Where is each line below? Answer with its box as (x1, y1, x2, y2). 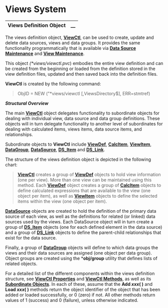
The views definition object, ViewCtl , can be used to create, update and (5, 34, 154, 40)
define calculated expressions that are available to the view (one (17, 188, 151, 194)
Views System (5, 4, 66, 15)
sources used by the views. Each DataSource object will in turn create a (5, 218, 154, 225)
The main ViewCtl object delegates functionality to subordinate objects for (5, 110, 159, 116)
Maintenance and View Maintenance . (5, 50, 85, 56)
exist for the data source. (5, 234, 57, 240)
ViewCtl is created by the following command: (5, 81, 101, 87)
